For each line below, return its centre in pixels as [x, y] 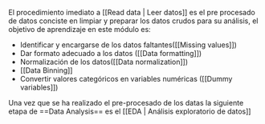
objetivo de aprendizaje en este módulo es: [79, 29]
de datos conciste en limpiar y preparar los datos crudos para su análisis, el [133, 21]
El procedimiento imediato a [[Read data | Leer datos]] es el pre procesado [132, 12]
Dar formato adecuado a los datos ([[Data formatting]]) [111, 53]
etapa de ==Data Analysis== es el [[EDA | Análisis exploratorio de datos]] [130, 111]
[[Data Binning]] [46, 70]
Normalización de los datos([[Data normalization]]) [104, 62]
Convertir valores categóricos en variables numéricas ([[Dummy [126, 79]
